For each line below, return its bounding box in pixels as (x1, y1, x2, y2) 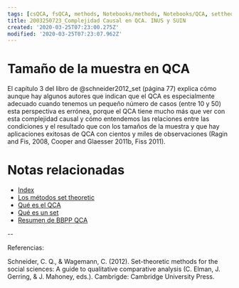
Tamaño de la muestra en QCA (7, 61, 191, 77)
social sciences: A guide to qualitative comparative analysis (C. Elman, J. (7, 265, 221, 274)
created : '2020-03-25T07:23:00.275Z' (7, 23, 119, 31)
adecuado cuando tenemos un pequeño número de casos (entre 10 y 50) (7, 100, 222, 108)
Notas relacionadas (7, 162, 125, 178)
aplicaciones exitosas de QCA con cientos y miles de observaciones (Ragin (7, 129, 228, 139)
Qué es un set (17, 208, 59, 217)
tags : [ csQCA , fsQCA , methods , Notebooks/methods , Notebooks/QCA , (7, 10, 208, 18)
